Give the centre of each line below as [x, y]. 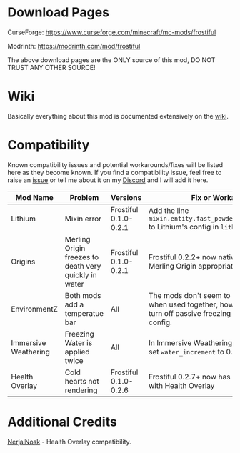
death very [83, 266]
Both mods [83, 295]
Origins [23, 262]
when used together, [184, 304]
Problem [84, 197]
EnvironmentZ [35, 309]
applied [77, 352]
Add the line [169, 210]
